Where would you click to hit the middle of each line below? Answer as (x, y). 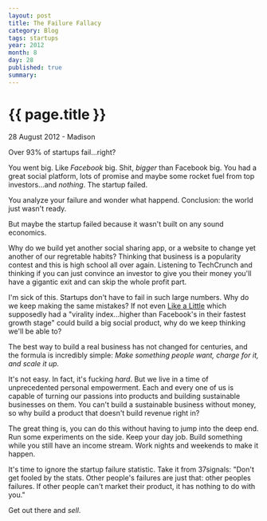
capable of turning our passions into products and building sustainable (124, 396)
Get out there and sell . (45, 510)
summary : (23, 75)
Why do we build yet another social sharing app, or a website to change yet (132, 247)
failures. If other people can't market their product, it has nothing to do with (132, 486)
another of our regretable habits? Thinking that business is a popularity (125, 256)
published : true (35, 68)
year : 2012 (26, 45)
